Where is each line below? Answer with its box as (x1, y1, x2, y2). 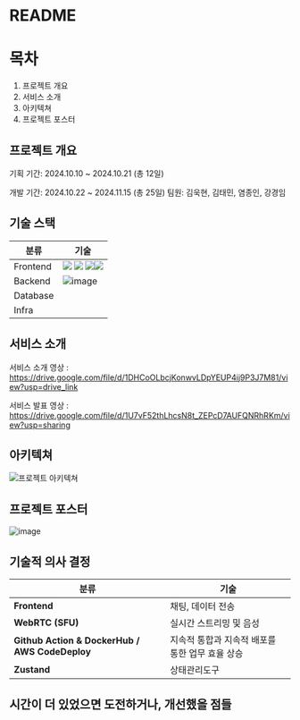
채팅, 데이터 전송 (170, 600, 235, 613)
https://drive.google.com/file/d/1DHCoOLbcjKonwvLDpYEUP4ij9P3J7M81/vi (9, 372, 288, 383)
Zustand (13, 664, 51, 675)
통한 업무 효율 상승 (170, 648, 244, 659)
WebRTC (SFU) (13, 616, 79, 629)
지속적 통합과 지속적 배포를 (170, 634, 277, 646)
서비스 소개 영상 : (9, 361, 70, 372)
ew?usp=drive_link (9, 381, 79, 392)
